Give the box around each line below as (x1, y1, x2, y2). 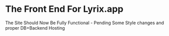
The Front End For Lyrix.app (5, 3, 124, 15)
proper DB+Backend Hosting (5, 25, 65, 31)
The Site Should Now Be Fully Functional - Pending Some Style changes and (5, 20, 164, 26)
